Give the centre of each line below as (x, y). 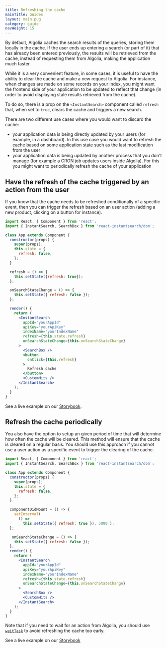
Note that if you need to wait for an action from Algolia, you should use (78, 626)
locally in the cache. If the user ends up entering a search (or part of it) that (82, 48)
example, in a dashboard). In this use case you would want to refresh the (87, 140)
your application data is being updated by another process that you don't (87, 156)
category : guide (22, 24)
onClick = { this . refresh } (52, 359)
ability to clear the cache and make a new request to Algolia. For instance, (81, 79)
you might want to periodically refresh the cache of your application (82, 166)
